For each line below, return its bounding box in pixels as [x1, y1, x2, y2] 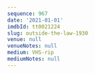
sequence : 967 [7, 10, 49, 17]
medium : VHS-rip [7, 49, 54, 56]
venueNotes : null [7, 42, 58, 49]
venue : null [7, 36, 42, 43]
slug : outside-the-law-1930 [7, 29, 89, 37]
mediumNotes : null [7, 56, 60, 63]
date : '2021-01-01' [7, 17, 64, 24]
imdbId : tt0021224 [7, 23, 60, 30]
